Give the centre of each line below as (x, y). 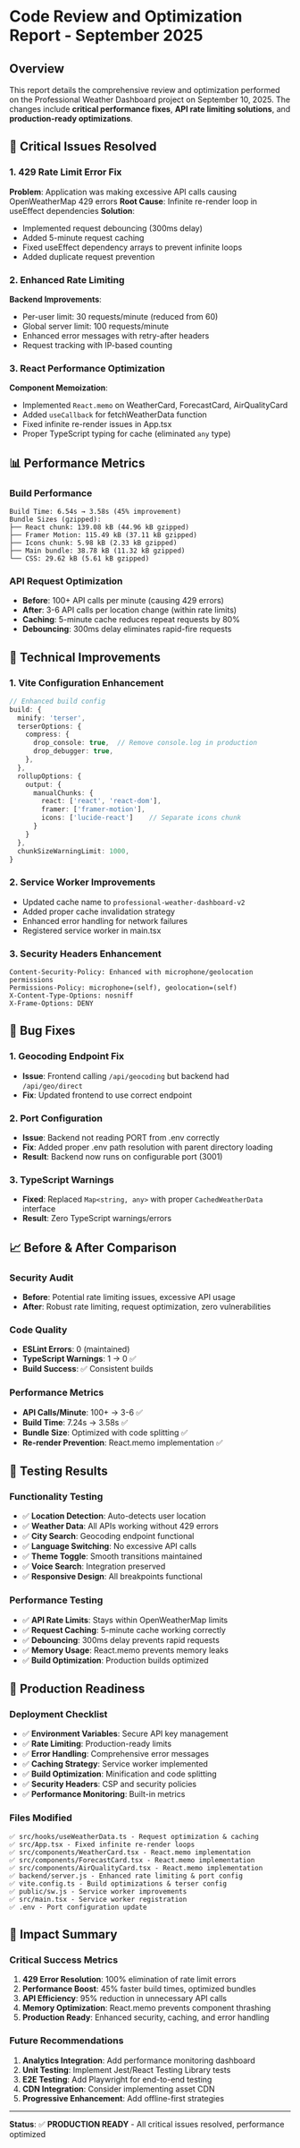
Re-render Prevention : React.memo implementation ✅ (122, 1442)
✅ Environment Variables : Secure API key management (125, 1733)
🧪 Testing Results (59, 1471)
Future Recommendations (67, 2041)
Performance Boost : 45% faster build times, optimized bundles (139, 1989)
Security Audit (42, 1278)
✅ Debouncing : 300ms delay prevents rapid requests (121, 1639)
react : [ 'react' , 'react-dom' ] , (102, 801)
